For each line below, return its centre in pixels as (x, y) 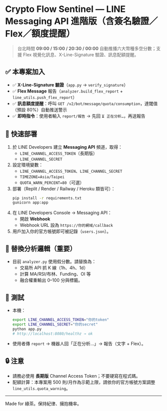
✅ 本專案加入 (25, 72)
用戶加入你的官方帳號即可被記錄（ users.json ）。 (62, 231)
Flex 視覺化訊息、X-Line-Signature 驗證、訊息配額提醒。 (81, 54)
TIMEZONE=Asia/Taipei (42, 177)
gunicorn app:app (30, 203)
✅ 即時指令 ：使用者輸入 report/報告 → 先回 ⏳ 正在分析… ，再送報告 (79, 116)
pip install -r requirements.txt (47, 198)
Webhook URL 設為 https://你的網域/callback (66, 225)
